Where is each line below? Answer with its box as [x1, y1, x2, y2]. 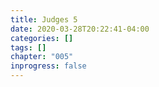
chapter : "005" [10, 52, 74, 62]
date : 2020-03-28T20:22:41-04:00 [10, 24, 150, 34]
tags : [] [10, 42, 47, 53]
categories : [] [10, 33, 74, 43]
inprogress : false [10, 61, 87, 71]
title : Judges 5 [10, 14, 78, 25]
